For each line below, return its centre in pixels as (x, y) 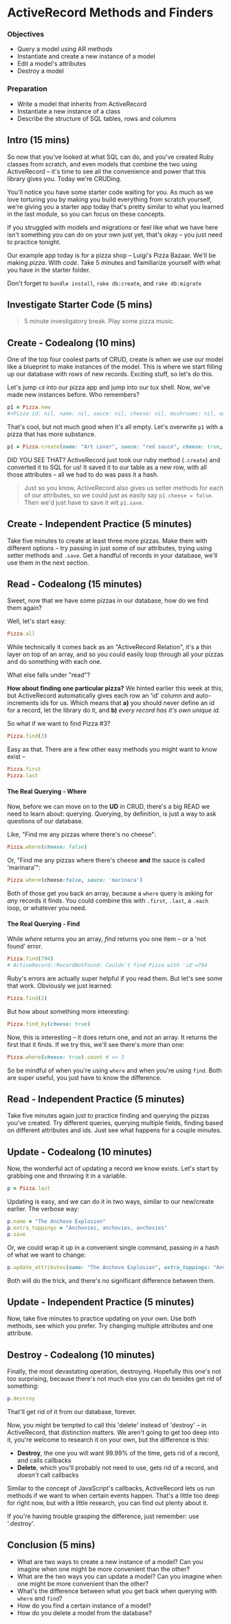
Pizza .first (24, 769)
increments (23, 703)
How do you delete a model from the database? (85, 1613)
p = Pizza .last (29, 1189)
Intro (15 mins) (38, 140)
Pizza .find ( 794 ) (30, 959)
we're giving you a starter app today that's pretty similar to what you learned (115, 206)
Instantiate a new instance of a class (69, 111)
